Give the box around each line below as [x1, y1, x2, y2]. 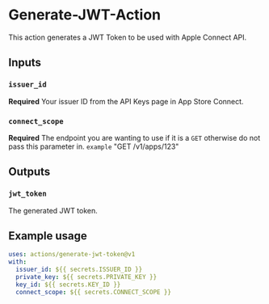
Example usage [8, 229, 87, 243]
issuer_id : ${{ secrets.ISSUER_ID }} [15, 265, 143, 274]
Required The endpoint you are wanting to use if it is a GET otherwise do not [8, 133, 261, 142]
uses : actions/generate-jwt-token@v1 [8, 251, 136, 259]
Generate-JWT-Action [8, 6, 162, 24]
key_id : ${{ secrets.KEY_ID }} [15, 281, 121, 289]
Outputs [8, 165, 51, 179]
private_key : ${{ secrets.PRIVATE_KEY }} [15, 273, 158, 281]
